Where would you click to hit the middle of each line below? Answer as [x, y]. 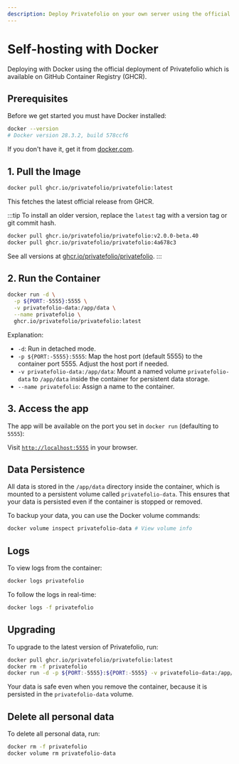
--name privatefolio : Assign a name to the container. [96, 386]
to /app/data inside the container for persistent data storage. [121, 378]
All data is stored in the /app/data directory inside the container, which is [114, 487]
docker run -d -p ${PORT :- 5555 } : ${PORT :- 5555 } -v [83, 673]
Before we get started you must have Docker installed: [87, 116]
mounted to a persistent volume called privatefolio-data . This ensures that [118, 494]
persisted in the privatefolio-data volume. [70, 694]
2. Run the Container [54, 278]
